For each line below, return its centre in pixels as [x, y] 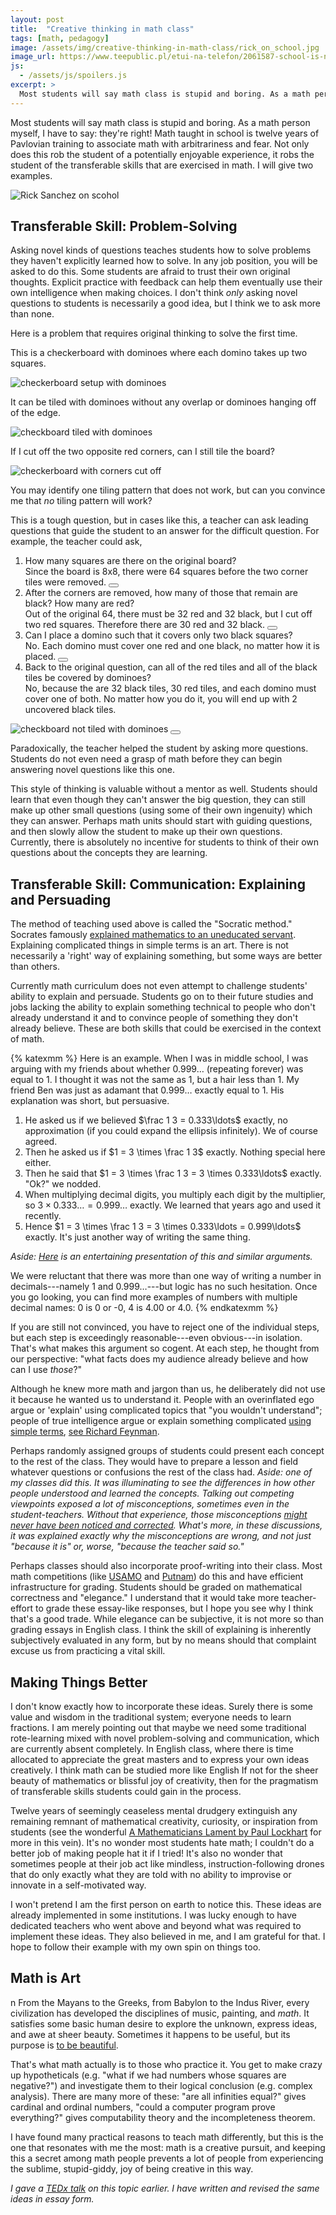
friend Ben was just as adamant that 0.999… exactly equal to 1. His [147, 1090]
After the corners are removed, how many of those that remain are [161, 593]
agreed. [41, 1142]
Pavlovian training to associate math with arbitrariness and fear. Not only [160, 143]
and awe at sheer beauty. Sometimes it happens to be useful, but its [150, 2034]
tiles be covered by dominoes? [88, 678]
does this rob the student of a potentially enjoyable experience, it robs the [162, 154]
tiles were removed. [65, 582]
